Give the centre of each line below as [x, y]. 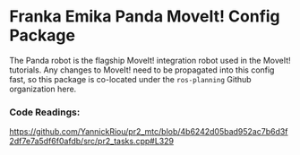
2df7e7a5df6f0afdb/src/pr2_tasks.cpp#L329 [92, 142]
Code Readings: [45, 112]
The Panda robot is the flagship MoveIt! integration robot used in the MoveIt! [150, 60]
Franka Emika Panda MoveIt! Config [145, 17]
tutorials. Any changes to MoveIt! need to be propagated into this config [142, 70]
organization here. [43, 89]
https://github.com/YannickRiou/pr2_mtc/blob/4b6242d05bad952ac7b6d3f [149, 132]
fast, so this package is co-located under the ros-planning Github [131, 79]
